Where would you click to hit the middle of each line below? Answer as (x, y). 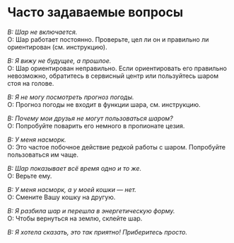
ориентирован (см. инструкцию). (57, 47)
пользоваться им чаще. (43, 154)
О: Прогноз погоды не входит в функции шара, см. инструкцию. (104, 104)
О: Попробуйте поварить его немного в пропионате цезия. (96, 125)
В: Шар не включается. (42, 32)
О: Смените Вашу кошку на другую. (62, 197)
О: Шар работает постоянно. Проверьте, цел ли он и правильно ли (108, 39)
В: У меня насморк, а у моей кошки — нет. (72, 189)
